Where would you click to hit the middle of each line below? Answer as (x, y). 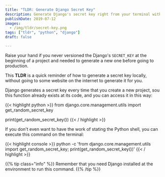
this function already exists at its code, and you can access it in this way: (79, 95)
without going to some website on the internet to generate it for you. (74, 80)
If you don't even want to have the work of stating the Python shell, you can (82, 129)
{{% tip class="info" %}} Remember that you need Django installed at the (79, 164)
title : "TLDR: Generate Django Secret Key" (50, 10)
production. (17, 66)
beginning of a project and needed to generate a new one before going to (80, 60)
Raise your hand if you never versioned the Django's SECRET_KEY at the (76, 55)
